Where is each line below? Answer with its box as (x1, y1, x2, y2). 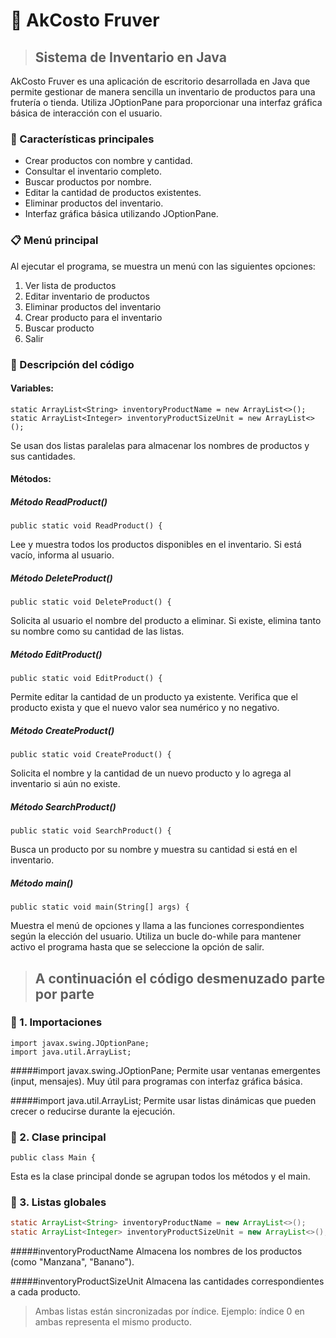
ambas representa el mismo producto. (34, 1316, 192, 1328)
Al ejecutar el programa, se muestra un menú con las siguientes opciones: (10, 260, 316, 272)
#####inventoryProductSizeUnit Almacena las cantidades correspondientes (10, 1275, 325, 1288)
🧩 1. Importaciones (10, 1015, 103, 1029)
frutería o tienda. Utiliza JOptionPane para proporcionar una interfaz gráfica (10, 97, 323, 108)
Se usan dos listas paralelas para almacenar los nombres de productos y (10, 439, 310, 451)
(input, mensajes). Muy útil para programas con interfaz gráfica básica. (10, 1075, 303, 1087)
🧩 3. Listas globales (10, 1195, 107, 1209)
